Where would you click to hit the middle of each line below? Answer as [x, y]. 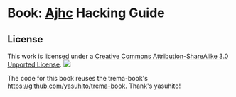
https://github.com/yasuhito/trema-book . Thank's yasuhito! [94, 86]
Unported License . [34, 64]
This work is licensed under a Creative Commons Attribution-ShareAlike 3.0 [118, 56]
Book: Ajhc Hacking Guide [86, 13]
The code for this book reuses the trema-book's [77, 78]
